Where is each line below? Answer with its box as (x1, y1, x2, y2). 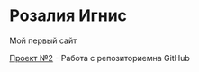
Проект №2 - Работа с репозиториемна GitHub (9, 52, 191, 63)
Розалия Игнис (9, 5, 128, 26)
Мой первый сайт (9, 35, 77, 46)
